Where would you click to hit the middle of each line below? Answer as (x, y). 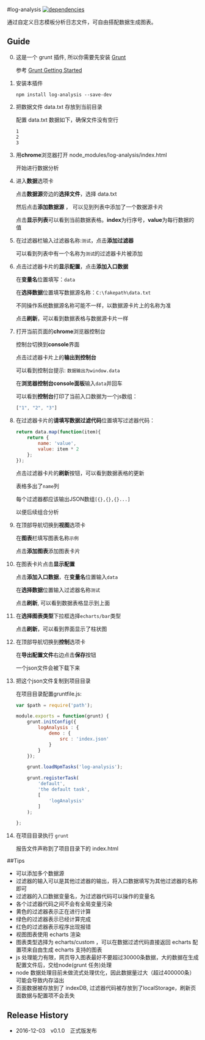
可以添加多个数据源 (40, 873)
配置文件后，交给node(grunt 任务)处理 (64, 965)
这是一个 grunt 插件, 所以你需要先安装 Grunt (71, 57)
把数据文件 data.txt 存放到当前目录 (59, 106)
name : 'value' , (57, 444)
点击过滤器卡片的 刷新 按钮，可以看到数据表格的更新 (80, 473)
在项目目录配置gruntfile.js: (49, 694)
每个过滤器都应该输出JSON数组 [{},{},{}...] (73, 499)
